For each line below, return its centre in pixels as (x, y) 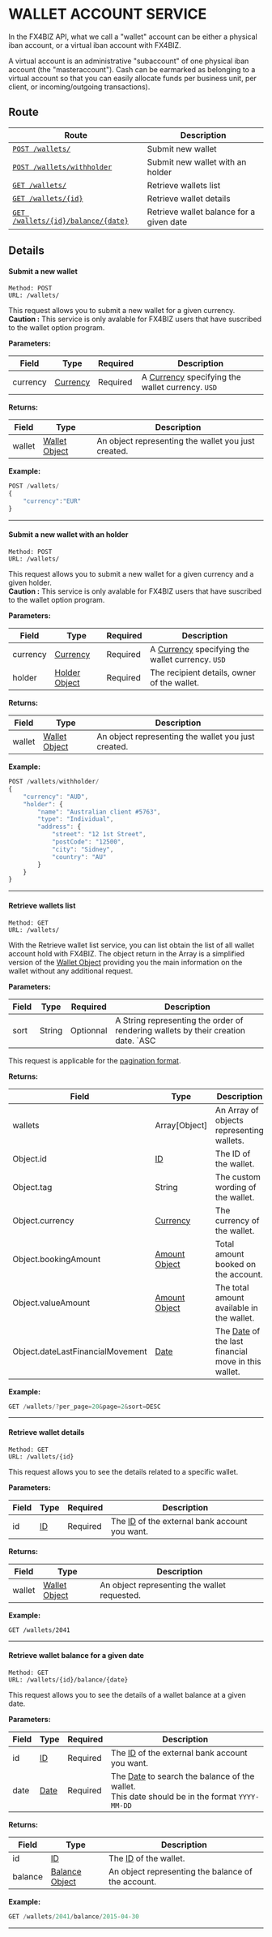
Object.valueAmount (51, 1303)
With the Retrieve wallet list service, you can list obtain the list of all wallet (132, 945)
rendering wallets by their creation (180, 1030)
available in (236, 1308)
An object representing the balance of (181, 1871)
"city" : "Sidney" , (83, 849)
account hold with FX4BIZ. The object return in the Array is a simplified (127, 953)
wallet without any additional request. (71, 971)
